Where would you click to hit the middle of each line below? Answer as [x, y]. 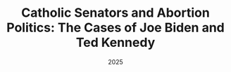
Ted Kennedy [115, 43]
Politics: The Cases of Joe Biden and [115, 28]
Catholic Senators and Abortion [115, 13]
